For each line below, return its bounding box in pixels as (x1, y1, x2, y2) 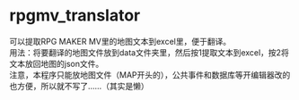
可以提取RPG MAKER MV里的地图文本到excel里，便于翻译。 (9, 36, 232, 46)
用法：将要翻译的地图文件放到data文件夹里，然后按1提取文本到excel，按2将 (9, 46, 289, 58)
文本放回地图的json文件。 (9, 58, 104, 69)
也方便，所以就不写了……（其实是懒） (9, 80, 150, 91)
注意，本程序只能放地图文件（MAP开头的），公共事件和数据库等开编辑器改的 (9, 69, 291, 80)
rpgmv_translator (9, 5, 141, 26)
